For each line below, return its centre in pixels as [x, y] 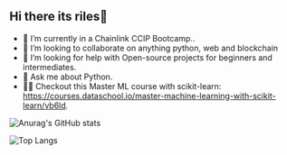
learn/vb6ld [44, 105]
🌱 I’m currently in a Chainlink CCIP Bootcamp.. [109, 38]
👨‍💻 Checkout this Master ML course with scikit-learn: [122, 86]
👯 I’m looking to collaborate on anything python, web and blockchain [150, 48]
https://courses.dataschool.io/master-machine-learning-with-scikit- [149, 96]
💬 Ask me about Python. [67, 77]
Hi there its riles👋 [59, 17]
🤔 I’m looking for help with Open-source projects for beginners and [148, 57]
